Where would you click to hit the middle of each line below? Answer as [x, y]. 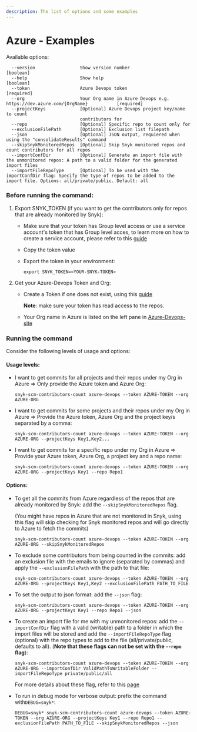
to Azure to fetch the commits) [51, 528]
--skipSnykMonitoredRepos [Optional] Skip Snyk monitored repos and [98, 145]
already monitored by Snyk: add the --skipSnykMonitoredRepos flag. [96, 504]
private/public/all [89, 673]
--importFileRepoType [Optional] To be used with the [85, 170]
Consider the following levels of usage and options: [68, 351]
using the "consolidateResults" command [56, 140]
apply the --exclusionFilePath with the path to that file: [82, 568]
